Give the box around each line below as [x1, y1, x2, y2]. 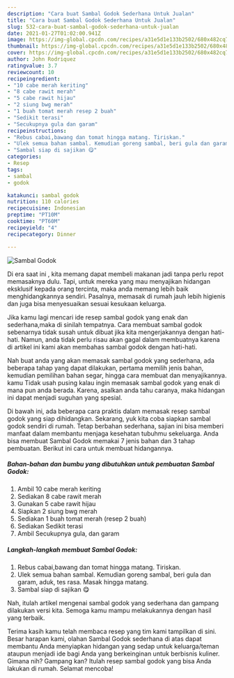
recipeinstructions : [7, 127, 68, 134]
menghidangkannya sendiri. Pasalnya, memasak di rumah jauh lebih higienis [7, 291, 226, 301]
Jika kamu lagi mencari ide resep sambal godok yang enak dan [7, 312, 188, 322]
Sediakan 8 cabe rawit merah [17, 492, 102, 500]
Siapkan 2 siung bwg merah [17, 507, 97, 516]
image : [7, 36, 26, 43]
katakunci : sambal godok [7, 192, 79, 199]
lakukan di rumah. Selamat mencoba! [7, 665, 114, 673]
